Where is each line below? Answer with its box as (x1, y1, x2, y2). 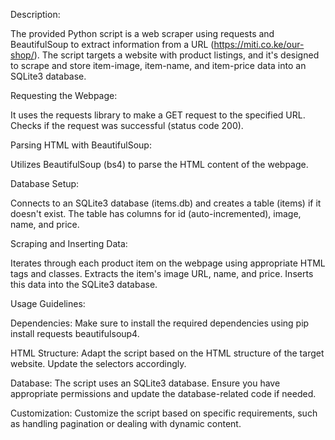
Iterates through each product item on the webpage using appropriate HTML (10, 257, 326, 269)
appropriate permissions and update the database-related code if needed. (10, 388, 317, 399)
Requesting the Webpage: (10, 90, 118, 101)
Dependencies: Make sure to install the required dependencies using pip (10, 317, 310, 329)
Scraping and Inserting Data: (10, 238, 128, 249)
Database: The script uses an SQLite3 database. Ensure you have (10, 377, 281, 389)
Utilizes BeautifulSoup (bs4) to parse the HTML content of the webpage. (10, 159, 309, 170)
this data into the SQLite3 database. (10, 279, 158, 290)
